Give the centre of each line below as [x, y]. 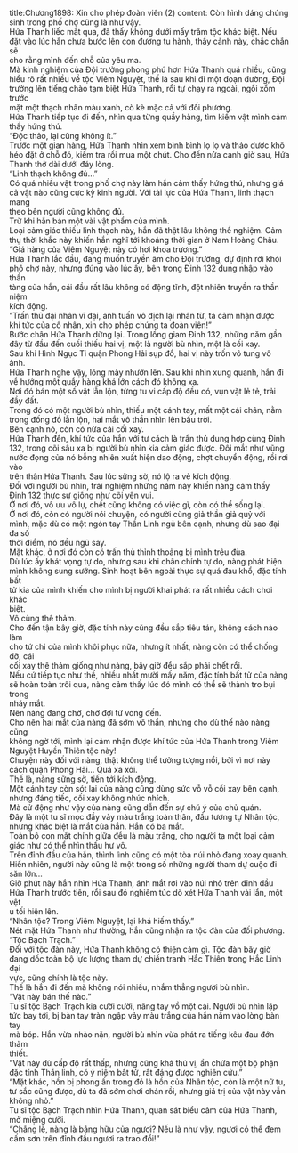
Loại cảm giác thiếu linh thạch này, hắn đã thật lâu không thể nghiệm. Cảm [146, 230]
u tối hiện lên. [34, 911]
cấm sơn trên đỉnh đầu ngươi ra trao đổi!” [85, 1138]
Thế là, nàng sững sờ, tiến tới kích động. [83, 779]
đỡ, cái [22, 656]
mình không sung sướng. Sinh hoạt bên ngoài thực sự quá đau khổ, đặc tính [148, 571]
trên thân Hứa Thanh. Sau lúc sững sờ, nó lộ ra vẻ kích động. [120, 476]
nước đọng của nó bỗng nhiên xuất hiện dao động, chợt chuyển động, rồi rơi [149, 457]
